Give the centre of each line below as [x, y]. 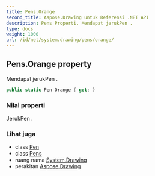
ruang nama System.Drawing [51, 160]
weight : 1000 [23, 34]
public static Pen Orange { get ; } [51, 90]
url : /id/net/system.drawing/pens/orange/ [60, 40]
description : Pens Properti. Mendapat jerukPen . [70, 23]
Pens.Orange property [49, 64]
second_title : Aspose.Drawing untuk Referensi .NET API [77, 17]
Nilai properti [26, 105]
